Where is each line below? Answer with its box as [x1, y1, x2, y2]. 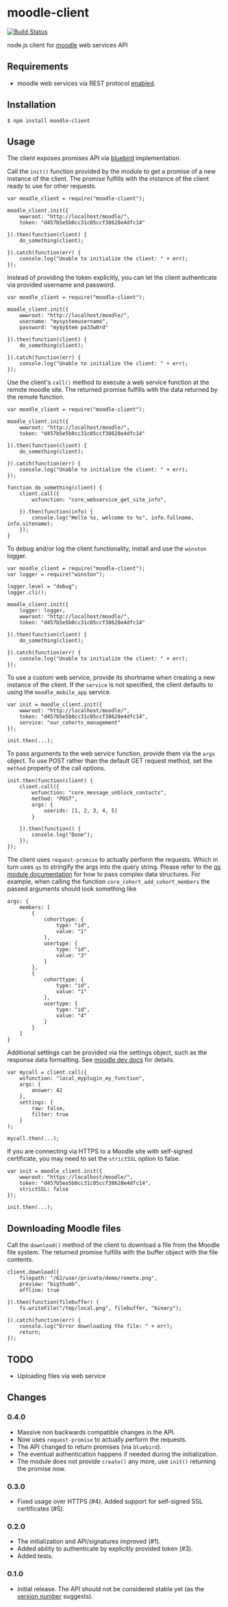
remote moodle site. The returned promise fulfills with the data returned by [7, 386, 218, 394]
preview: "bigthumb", [19, 1281, 81, 1288]
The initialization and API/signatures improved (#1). [16, 1538, 161, 1546]
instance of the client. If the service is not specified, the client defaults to [7, 680, 214, 689]
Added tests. [16, 1552, 53, 1560]
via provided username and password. [7, 280, 116, 289]
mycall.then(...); [7, 1135, 60, 1142]
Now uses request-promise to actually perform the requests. [16, 1435, 187, 1443]
